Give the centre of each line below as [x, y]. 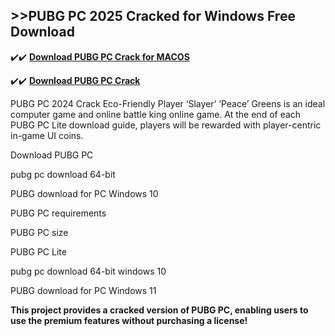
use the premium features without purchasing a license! [129, 320]
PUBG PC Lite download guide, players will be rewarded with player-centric [166, 125]
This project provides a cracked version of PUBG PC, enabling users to [159, 310]
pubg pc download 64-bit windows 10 [88, 271]
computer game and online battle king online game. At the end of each [156, 114]
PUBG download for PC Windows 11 [83, 290]
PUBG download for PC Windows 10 [84, 193]
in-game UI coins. [47, 135]
